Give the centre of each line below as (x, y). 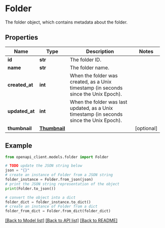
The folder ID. (86, 59)
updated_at (21, 111)
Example (19, 146)
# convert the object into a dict (41, 197)
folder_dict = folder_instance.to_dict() (48, 202)
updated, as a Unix (91, 108)
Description (100, 51)
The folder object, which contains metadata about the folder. (66, 22)
